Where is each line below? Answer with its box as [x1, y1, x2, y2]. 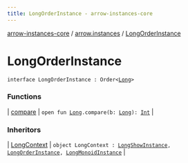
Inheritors [7, 125, 41, 135]
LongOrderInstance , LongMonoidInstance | [7, 148, 126, 156]
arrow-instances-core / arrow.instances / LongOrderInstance [7, 29, 181, 37]
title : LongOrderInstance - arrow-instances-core [7, 10, 153, 17]
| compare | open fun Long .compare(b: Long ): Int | [7, 108, 154, 116]
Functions [7, 92, 41, 102]
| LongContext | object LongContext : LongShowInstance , [7, 141, 171, 149]
